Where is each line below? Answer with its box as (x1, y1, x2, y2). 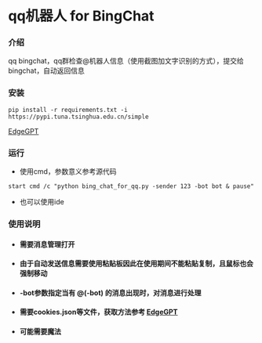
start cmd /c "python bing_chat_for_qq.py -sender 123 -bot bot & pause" (8, 182, 255, 190)
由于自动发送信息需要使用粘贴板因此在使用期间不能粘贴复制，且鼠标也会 (19, 259, 253, 269)
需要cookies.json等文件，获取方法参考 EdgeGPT (19, 307, 178, 317)
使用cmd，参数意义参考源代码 (19, 167, 117, 176)
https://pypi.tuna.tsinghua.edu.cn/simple (8, 113, 149, 121)
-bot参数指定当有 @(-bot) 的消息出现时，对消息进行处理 (19, 287, 202, 298)
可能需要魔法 (19, 327, 61, 336)
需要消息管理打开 (19, 240, 75, 249)
